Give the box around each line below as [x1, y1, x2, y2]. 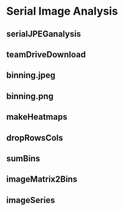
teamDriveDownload [6, 49, 86, 59]
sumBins [6, 153, 41, 163]
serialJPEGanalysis [6, 29, 81, 39]
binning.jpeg [6, 70, 56, 81]
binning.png [6, 91, 53, 102]
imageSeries [6, 194, 55, 205]
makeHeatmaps [6, 112, 68, 122]
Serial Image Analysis [6, 4, 119, 18]
